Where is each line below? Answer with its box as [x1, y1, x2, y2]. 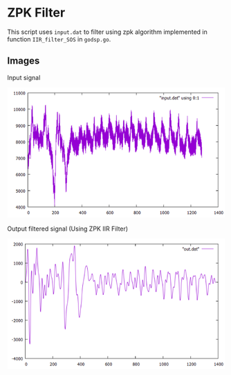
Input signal [7, 73, 41, 81]
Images [7, 55, 40, 67]
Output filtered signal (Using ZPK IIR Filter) [7, 224, 129, 233]
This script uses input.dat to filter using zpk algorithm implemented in [7, 28, 207, 36]
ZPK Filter [7, 5, 66, 21]
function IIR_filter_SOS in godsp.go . [7, 35, 111, 43]
